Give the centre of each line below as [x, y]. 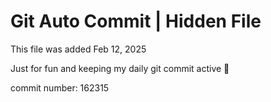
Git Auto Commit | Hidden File [136, 21]
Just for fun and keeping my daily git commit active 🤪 [120, 68]
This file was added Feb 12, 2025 [78, 49]
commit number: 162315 [60, 87]
